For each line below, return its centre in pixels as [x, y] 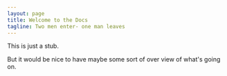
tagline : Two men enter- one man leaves [66, 26]
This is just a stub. [33, 46]
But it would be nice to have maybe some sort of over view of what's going [114, 59]
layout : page [26, 13]
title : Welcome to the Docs [48, 20]
